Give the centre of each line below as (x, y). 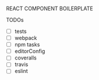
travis (21, 65)
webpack (25, 38)
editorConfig (30, 51)
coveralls (25, 58)
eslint (21, 71)
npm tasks (27, 45)
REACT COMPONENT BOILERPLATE (50, 9)
